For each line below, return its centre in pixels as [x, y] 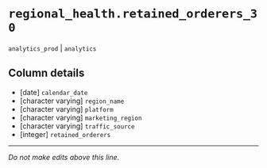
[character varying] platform [66, 109]
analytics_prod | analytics [52, 48]
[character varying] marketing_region [81, 117]
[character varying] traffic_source [77, 126]
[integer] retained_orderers [65, 134]
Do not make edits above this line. [64, 157]
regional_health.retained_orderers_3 [133, 14]
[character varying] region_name [72, 101]
